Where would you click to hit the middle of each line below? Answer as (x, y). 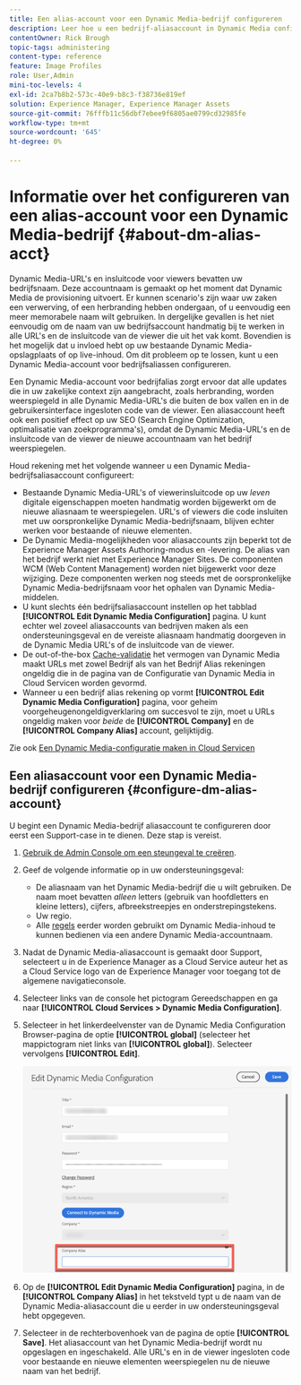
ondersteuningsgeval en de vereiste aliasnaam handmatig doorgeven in (154, 635)
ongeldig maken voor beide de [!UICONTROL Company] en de (138, 720)
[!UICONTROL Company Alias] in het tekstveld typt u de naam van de (151, 1296)
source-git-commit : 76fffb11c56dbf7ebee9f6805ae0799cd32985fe (128, 113)
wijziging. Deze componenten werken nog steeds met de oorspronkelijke (157, 578)
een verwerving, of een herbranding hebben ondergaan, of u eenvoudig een (150, 307)
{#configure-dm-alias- (192, 790)
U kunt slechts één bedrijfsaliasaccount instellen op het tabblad (139, 606)
